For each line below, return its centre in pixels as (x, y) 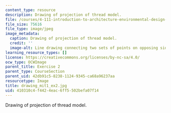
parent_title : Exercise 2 (33, 67)
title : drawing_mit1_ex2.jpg (36, 86)
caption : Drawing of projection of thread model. (63, 39)
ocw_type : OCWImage (26, 62)
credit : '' (21, 43)
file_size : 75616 (24, 24)
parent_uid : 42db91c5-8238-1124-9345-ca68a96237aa (60, 76)
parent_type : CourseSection (35, 72)
